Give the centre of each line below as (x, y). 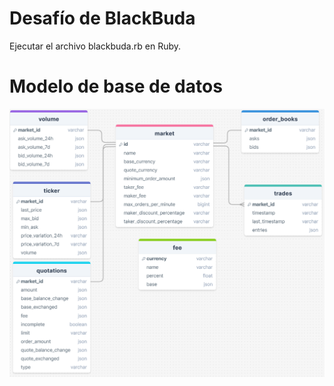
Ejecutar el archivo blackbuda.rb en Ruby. (95, 46)
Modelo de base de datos (116, 86)
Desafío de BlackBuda (102, 18)
